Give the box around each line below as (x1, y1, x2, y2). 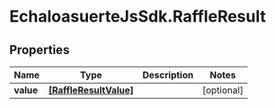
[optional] (201, 84, 244, 96)
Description (142, 69, 194, 81)
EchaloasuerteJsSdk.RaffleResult (9, 6, 267, 27)
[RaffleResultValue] (48, 84, 135, 96)
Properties (9, 42, 70, 58)
